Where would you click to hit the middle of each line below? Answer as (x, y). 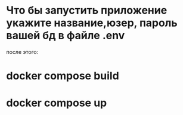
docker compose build (63, 76)
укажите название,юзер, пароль (92, 23)
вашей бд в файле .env (66, 36)
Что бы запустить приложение (87, 10)
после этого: (22, 52)
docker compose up (57, 103)
